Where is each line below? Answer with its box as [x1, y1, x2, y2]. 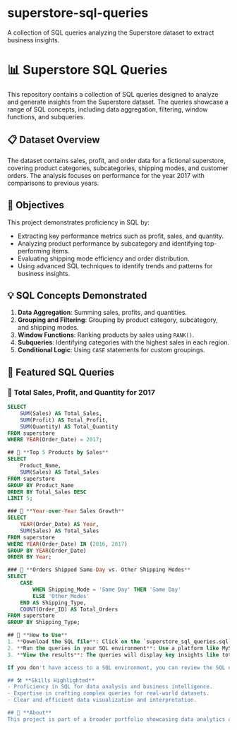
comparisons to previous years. [7, 179, 99, 187]
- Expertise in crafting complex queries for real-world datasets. [7, 690, 210, 697]
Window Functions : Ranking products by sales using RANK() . [17, 330, 195, 340]
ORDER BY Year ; [7, 554, 52, 561]
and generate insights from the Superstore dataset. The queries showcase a [7, 97, 229, 106]
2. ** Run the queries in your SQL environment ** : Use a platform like [7, 645, 219, 652]
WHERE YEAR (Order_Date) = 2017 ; [7, 436, 102, 443]
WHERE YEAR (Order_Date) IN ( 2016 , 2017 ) [7, 540, 128, 548]
